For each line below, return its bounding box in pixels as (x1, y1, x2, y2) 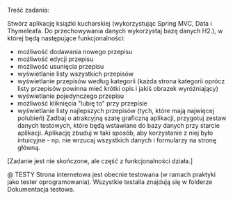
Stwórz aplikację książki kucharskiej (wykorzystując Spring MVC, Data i (7, 19, 212, 27)
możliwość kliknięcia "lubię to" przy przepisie (17, 99, 148, 107)
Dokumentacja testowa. (7, 185, 75, 193)
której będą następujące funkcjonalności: (7, 34, 125, 42)
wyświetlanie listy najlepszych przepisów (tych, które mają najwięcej (17, 107, 214, 115)
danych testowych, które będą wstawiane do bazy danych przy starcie (17, 122, 220, 129)
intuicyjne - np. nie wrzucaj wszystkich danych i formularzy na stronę (17, 136, 217, 144)
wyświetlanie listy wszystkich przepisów (17, 69, 134, 78)
